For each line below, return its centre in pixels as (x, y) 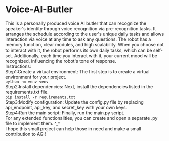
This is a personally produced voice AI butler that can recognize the (76, 23)
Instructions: (18, 66)
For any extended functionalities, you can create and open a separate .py (81, 118)
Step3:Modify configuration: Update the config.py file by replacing (74, 102)
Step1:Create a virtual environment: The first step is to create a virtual (77, 71)
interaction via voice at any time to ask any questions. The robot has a (78, 39)
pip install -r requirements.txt (40, 97)
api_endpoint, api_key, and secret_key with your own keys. (66, 107)
